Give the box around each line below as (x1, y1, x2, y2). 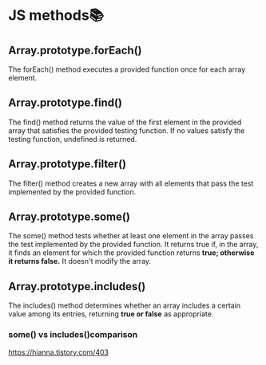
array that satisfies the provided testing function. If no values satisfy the (8, 125, 245, 135)
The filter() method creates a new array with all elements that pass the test (8, 179, 254, 188)
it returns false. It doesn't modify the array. (8, 257, 152, 266)
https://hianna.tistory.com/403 (8, 347, 109, 357)
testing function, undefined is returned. (8, 134, 137, 143)
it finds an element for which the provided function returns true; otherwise (8, 248, 255, 257)
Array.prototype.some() (8, 210, 130, 224)
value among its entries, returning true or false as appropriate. (8, 309, 214, 319)
